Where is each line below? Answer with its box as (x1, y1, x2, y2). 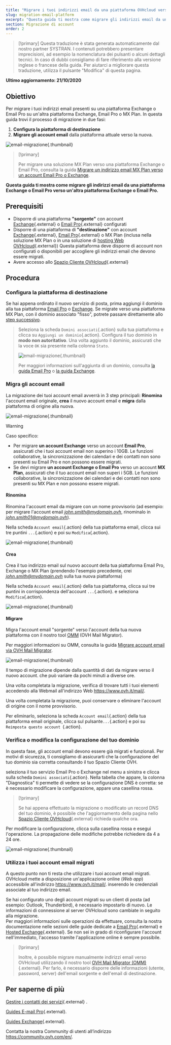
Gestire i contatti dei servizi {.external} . (6, 999, 88, 1005)
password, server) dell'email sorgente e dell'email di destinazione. (18, 970, 157, 976)
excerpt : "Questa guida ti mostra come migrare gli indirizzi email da (6, 17, 160, 22)
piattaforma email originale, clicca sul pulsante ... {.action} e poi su (6, 719, 146, 725)
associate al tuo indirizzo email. (6, 887, 72, 893)
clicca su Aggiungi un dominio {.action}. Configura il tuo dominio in (18, 332, 157, 338)
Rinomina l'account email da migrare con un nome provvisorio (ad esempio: (6, 503, 164, 509)
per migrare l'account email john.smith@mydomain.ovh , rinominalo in (6, 509, 151, 515)
